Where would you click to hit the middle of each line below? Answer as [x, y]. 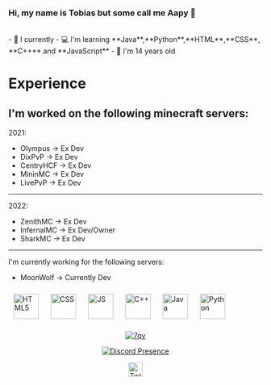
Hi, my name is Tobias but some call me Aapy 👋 [102, 13]
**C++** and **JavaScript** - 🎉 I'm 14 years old [92, 51]
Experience [47, 84]
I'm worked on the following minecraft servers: [129, 113]
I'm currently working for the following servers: [86, 262]
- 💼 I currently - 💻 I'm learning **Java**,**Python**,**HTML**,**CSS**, [134, 40]
